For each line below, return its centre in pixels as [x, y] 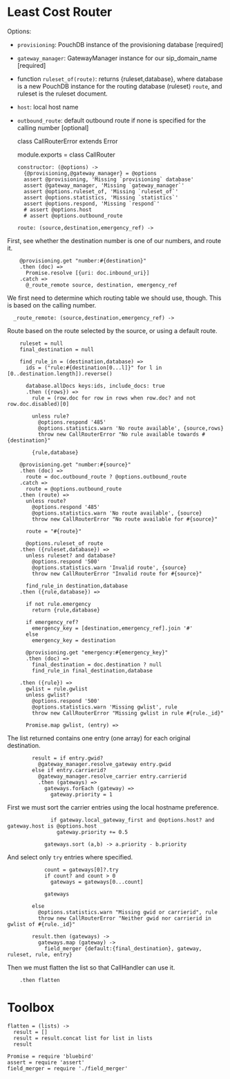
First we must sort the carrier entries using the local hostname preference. [113, 807]
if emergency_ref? [52, 622]
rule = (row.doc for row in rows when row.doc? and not [114, 398]
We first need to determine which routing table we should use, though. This [114, 298]
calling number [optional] [53, 127]
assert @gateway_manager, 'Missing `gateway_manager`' [104, 185]
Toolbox [31, 1008]
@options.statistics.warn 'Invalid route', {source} [109, 568]
